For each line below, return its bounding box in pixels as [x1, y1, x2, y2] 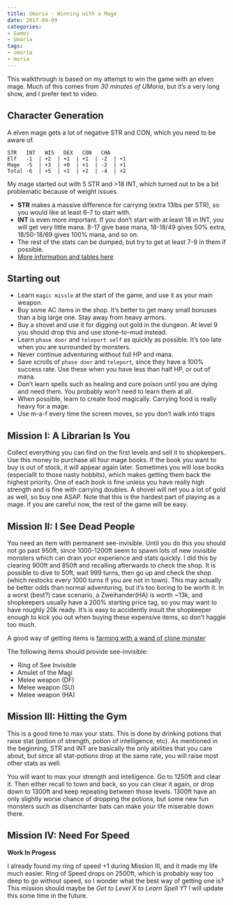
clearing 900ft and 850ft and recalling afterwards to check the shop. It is [7, 561, 216, 569]
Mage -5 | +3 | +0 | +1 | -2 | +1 [7, 161, 127, 168]
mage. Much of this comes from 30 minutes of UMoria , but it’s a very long [7, 82, 220, 91]
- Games [7, 29, 30, 37]
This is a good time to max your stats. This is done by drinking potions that [7, 729, 222, 738]
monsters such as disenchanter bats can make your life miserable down [7, 802, 214, 810]
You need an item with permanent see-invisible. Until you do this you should [7, 539, 226, 547]
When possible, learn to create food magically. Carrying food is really [17, 395, 217, 403]
